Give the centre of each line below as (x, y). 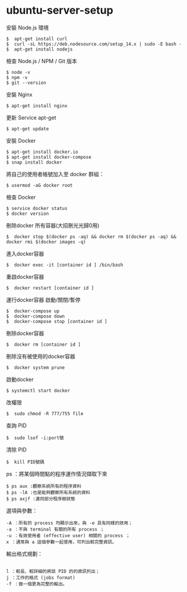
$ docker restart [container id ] (50, 288)
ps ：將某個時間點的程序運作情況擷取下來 (57, 474)
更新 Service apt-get (31, 117)
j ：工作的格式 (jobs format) (41, 578)
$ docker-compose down (36, 316)
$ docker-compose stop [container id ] (57, 321)
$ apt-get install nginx (37, 106)
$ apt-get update (28, 129)
